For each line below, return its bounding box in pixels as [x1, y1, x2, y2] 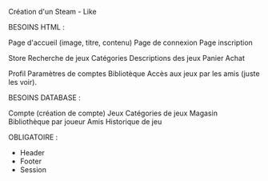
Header [19, 148, 46, 157]
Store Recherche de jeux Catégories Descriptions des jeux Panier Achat [8, 54, 246, 62]
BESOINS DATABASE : [8, 93, 82, 103]
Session [19, 165, 46, 175]
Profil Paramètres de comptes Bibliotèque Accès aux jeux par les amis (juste [8, 69, 260, 78]
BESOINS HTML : [8, 22, 66, 31]
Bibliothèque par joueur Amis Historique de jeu [8, 117, 162, 127]
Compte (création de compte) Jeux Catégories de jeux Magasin [8, 108, 218, 118]
